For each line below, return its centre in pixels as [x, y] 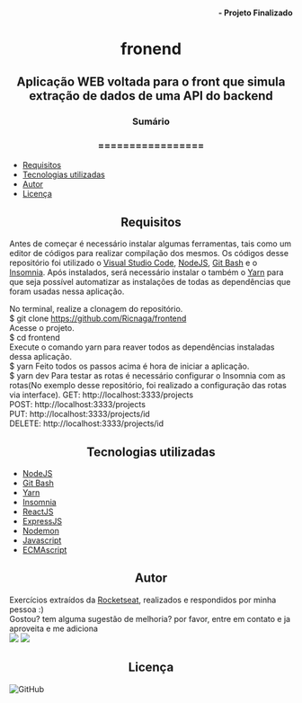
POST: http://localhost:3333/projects [78, 405]
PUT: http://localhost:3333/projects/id [80, 414]
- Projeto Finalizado [256, 13]
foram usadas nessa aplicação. [67, 291]
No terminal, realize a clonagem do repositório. [96, 309]
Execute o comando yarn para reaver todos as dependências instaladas [142, 347]
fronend [151, 49]
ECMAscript [44, 550]
